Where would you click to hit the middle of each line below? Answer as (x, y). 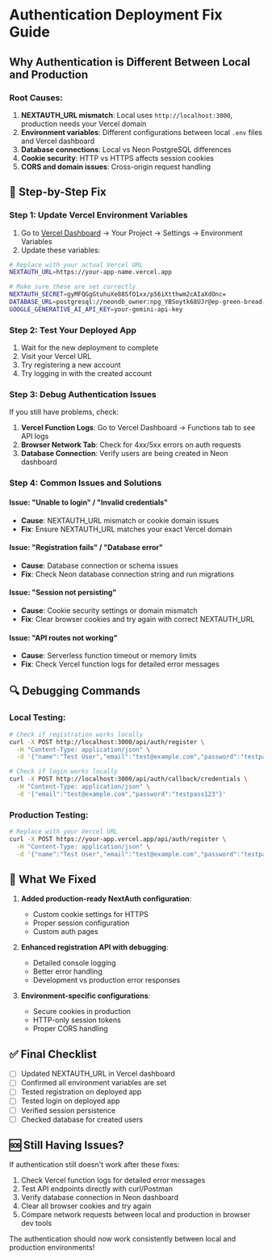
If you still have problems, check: (64, 412)
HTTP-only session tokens (77, 1020)
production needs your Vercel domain (84, 124)
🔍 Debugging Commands (75, 690)
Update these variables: (61, 250)
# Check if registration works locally (76, 734)
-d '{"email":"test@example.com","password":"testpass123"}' (121, 794)
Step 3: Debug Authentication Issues (83, 395)
